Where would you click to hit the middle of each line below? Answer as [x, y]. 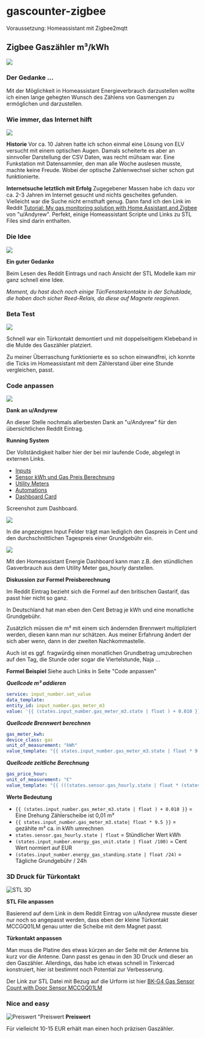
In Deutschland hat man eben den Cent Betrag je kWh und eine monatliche [100, 610]
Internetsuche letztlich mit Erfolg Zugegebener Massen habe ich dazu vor [101, 189]
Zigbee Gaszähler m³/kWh [58, 47]
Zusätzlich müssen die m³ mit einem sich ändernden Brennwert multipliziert [101, 628]
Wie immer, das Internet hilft [49, 119]
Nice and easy [28, 1004]
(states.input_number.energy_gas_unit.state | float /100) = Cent [101, 841]
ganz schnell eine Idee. [35, 279]
